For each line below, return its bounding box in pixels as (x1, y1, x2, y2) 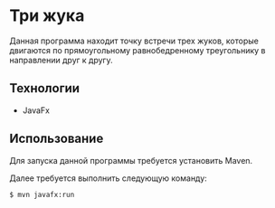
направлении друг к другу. (9, 54, 113, 65)
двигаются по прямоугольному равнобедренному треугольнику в (9, 44, 266, 55)
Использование (9, 131, 104, 147)
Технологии (9, 80, 80, 96)
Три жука (9, 5, 85, 26)
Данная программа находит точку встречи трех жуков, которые (9, 35, 260, 46)
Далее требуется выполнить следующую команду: (9, 173, 208, 184)
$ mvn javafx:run (9, 190, 75, 199)
